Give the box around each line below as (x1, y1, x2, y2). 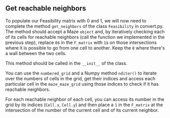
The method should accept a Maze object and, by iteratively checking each (5, 28, 165, 35)
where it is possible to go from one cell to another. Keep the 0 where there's (5, 44, 165, 51)
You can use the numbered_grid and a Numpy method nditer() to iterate (5, 70, 157, 76)
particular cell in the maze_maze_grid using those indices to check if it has (5, 81, 159, 87)
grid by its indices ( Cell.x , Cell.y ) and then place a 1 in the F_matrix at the (5, 102, 163, 108)
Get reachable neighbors (5, 4, 86, 13)
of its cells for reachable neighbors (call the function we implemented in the (5, 34, 165, 40)
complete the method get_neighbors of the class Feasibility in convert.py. (5, 23, 164, 29)
